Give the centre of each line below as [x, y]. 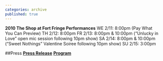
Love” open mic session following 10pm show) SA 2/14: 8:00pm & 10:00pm [80, 38]
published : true [21, 14]
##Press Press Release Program [38, 53]
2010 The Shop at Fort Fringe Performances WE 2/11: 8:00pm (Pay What [79, 28]
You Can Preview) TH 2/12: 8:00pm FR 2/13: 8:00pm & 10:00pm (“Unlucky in [82, 33]
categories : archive [26, 10]
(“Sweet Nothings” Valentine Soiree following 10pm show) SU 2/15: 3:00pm [81, 43]
